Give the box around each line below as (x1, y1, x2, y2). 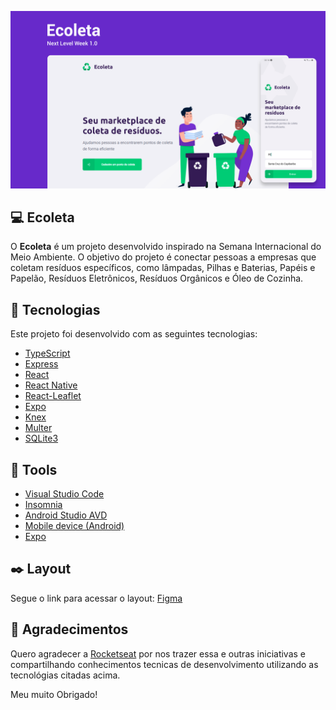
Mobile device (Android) (24, 519, 125, 531)
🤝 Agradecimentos (10, 621, 129, 638)
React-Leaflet (24, 390, 82, 402)
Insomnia (24, 498, 63, 510)
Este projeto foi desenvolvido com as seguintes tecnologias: (10, 328, 258, 340)
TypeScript (24, 347, 71, 360)
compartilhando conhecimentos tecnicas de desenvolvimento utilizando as (10, 658, 319, 670)
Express (24, 358, 59, 370)
